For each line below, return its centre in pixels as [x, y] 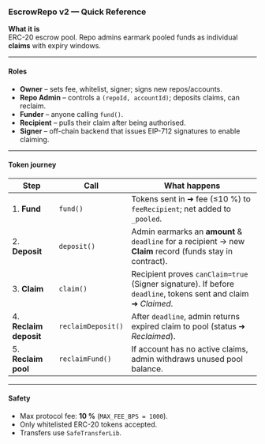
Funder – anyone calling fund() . [71, 114]
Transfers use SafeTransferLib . [71, 432]
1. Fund [26, 209]
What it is [24, 29]
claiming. [34, 139]
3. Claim [28, 288]
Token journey [32, 165]
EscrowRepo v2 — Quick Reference [77, 12]
